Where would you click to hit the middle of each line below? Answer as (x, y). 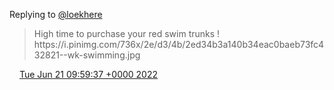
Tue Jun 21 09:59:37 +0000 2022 (88, 74)
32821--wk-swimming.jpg (87, 55)
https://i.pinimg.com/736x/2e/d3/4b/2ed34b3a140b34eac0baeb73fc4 (179, 44)
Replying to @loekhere (56, 14)
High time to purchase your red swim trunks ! (127, 33)
